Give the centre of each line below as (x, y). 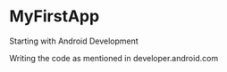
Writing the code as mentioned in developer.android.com (114, 58)
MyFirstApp (55, 16)
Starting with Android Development (74, 41)
